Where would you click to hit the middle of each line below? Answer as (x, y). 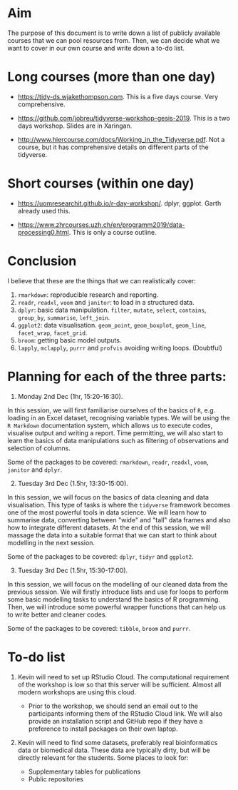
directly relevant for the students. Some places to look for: (103, 757)
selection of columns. (39, 448)
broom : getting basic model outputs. (69, 340)
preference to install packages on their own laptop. (103, 729)
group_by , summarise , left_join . (64, 317)
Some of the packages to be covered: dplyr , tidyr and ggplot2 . (100, 556)
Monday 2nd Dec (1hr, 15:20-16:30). (70, 396)
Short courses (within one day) (101, 184)
